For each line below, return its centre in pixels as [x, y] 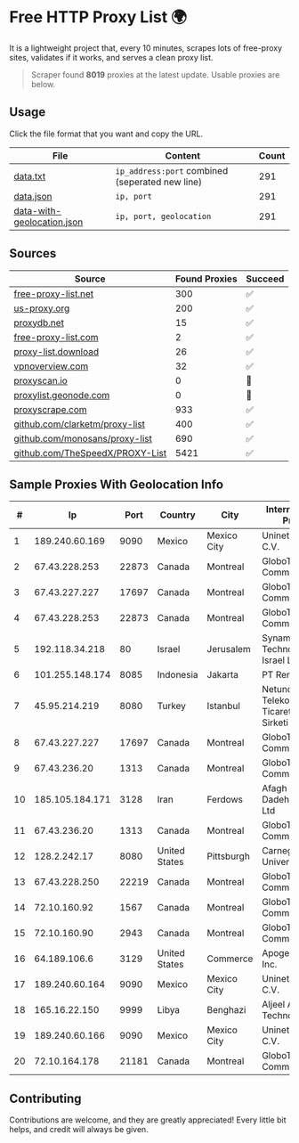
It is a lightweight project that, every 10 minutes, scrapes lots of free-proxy [146, 48]
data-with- [38, 210]
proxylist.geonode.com [62, 395]
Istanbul [223, 706]
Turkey [172, 706]
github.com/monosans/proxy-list [83, 438]
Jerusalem [229, 649]
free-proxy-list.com [57, 337]
